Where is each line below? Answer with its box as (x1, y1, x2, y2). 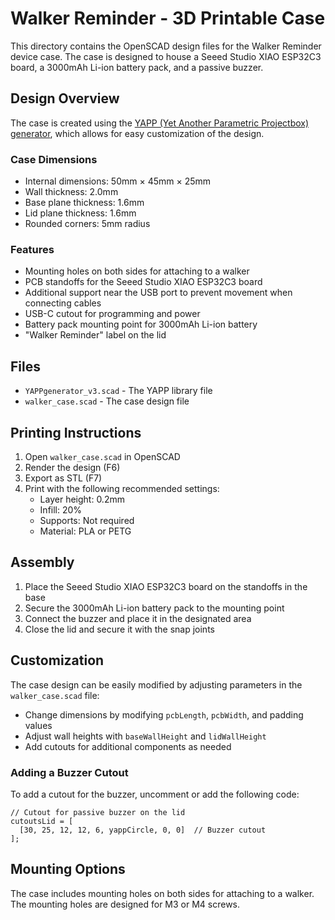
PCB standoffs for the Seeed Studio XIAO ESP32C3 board (24, 276, 263, 288)
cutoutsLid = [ (10, 816, 74, 826)
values (24, 719, 53, 731)
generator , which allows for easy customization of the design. (10, 127, 265, 139)
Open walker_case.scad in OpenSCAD (24, 450, 181, 462)
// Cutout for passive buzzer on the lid (10, 807, 186, 817)
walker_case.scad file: (10, 689, 100, 701)
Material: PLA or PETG (39, 525, 132, 537)
